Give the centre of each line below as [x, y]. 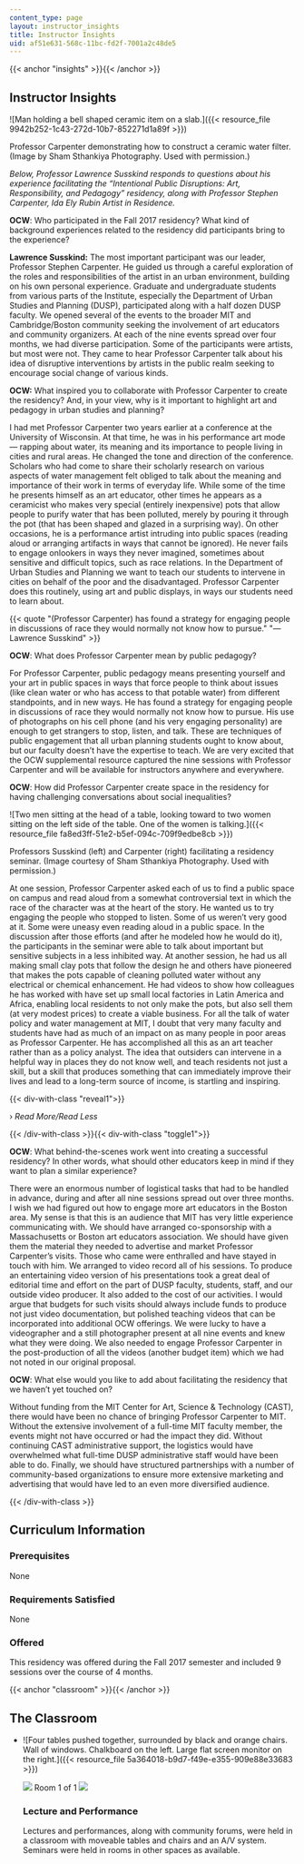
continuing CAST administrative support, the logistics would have [132, 1445]
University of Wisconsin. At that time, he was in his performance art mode [147, 438]
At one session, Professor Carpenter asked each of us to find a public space [152, 888]
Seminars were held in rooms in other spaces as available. [131, 1850]
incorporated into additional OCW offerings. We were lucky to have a [138, 1324]
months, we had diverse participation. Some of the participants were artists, [151, 344]
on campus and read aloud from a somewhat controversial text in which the [151, 898]
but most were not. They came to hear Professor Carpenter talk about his [146, 354]
